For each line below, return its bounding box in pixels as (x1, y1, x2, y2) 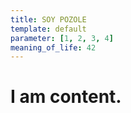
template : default (10, 24, 87, 34)
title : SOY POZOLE (10, 14, 87, 25)
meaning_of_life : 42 (10, 42, 97, 53)
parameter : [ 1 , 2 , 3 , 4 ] (10, 33, 114, 43)
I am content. (10, 86, 122, 108)
